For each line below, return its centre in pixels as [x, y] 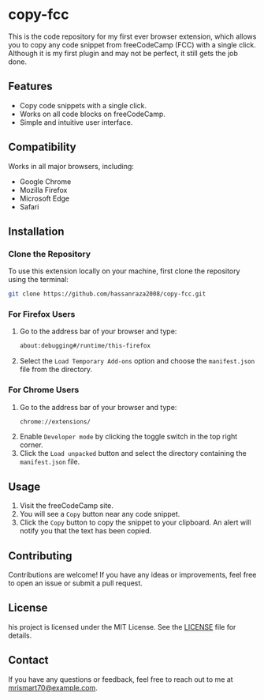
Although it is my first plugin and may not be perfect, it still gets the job [123, 53]
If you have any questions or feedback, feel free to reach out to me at [121, 679]
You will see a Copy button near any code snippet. [100, 514]
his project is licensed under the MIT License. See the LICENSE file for [122, 627]
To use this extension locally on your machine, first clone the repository [124, 271]
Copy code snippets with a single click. [83, 105]
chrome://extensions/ [55, 422]
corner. [31, 445]
